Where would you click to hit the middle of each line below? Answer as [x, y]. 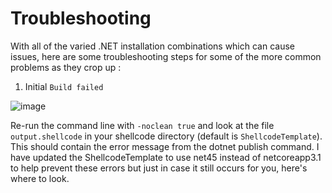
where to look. [40, 178]
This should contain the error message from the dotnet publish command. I [165, 146]
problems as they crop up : [66, 67]
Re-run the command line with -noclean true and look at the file [142, 125]
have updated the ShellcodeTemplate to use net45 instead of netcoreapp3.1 [166, 157]
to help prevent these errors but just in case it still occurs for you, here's [159, 168]
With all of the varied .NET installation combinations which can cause [152, 46]
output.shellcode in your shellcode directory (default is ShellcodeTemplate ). [166, 136]
